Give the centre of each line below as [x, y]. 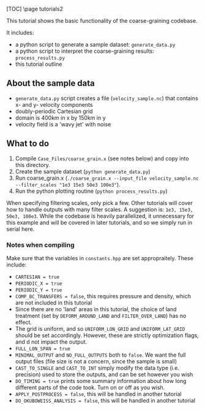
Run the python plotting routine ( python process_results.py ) [91, 191]
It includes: [20, 33]
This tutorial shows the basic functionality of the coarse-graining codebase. [102, 21]
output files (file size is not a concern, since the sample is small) [96, 361]
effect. [24, 322]
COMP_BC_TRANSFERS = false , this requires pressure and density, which [103, 296]
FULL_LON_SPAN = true [43, 349]
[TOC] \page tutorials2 [35, 9]
